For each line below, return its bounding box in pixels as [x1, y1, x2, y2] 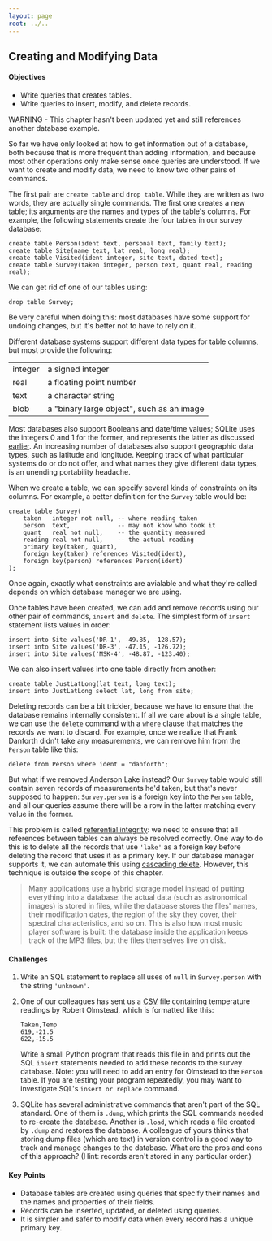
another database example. [8, 124, 100, 133]
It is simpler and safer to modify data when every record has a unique [19, 1214, 253, 1224]
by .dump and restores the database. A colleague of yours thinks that [19, 1126, 249, 1135]
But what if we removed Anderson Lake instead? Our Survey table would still [8, 775, 262, 784]
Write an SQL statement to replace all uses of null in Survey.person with [19, 972, 261, 982]
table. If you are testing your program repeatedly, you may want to [19, 1075, 242, 1085]
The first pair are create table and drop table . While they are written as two [8, 189, 265, 199]
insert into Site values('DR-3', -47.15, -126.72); [8, 643, 187, 651]
